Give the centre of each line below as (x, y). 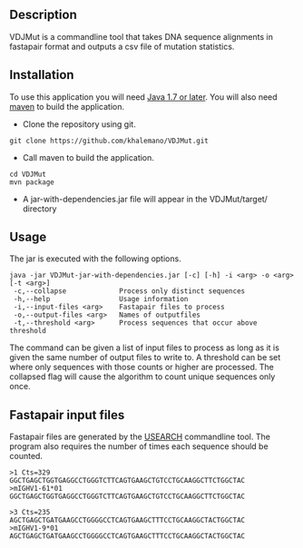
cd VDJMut (28, 174)
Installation (42, 75)
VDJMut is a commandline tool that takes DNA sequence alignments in (142, 36)
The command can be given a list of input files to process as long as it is (144, 347)
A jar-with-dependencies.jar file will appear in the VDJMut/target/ (145, 199)
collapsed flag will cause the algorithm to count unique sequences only (142, 377)
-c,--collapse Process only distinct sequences (129, 291)
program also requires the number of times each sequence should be (139, 446)
